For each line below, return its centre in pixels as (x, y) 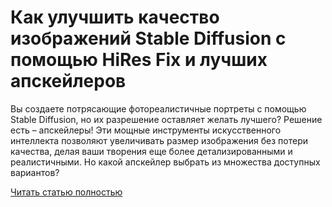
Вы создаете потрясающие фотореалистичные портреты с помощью (158, 108)
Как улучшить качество (115, 17)
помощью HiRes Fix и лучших (139, 60)
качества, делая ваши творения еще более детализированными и (151, 151)
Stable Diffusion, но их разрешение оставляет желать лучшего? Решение (166, 119)
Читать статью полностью (66, 192)
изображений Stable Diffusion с (148, 38)
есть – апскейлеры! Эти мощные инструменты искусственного (146, 130)
